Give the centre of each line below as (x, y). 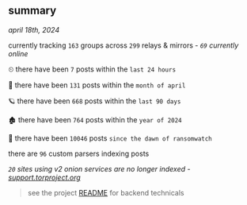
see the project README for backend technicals (106, 192)
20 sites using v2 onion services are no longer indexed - (99, 168)
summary (32, 11)
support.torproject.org (44, 177)
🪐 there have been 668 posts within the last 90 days (95, 101)
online (18, 53)
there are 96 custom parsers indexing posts (79, 153)
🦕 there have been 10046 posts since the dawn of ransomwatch (110, 138)
